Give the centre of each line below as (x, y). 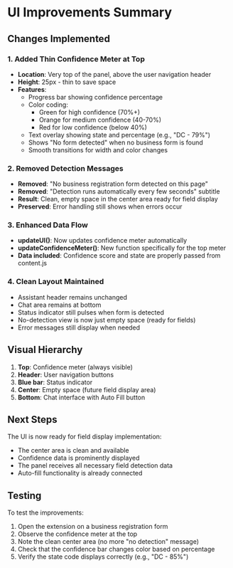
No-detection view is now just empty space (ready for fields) (107, 320)
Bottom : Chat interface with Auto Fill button (81, 397)
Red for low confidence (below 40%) (93, 127)
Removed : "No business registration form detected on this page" (113, 184)
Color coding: (48, 105)
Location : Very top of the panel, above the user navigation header (114, 74)
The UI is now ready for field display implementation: (85, 437)
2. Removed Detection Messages (65, 168)
